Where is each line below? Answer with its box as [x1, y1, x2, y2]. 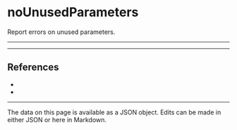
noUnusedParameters [7, 4, 139, 20]
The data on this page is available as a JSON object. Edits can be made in [7, 107, 221, 117]
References [7, 61, 59, 73]
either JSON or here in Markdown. [7, 115, 107, 124]
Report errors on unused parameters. [7, 28, 116, 36]
